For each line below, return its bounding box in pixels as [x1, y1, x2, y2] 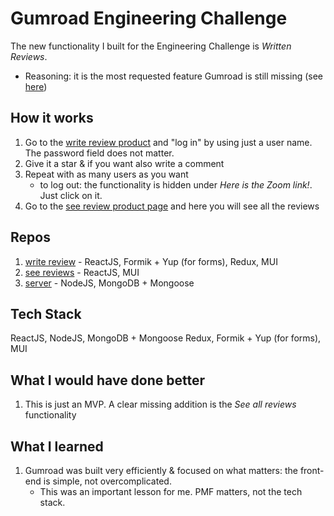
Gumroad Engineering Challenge [10, 7, 288, 30]
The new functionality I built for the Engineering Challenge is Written [10, 40, 292, 52]
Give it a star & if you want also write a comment [24, 157, 225, 169]
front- [299, 465, 325, 476]
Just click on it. [39, 189, 103, 201]
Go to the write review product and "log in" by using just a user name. [24, 136, 313, 148]
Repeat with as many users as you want [24, 168, 189, 180]
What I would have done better [10, 372, 206, 389]
